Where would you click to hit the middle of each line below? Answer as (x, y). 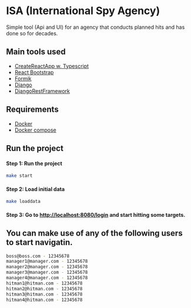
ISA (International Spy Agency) (83, 11)
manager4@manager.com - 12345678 (47, 278)
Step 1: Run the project (34, 163)
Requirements (32, 110)
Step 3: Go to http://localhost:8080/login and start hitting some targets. (96, 215)
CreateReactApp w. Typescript (52, 66)
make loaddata (24, 202)
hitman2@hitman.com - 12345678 (44, 289)
